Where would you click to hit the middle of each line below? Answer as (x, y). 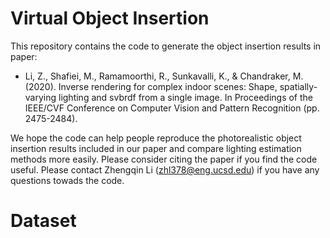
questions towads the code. (67, 180)
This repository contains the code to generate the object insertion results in (166, 46)
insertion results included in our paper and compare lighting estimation (156, 148)
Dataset (43, 221)
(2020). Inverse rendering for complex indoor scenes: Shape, (151, 86)
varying (40, 97)
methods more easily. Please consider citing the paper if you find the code (164, 159)
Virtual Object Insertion (110, 18)
